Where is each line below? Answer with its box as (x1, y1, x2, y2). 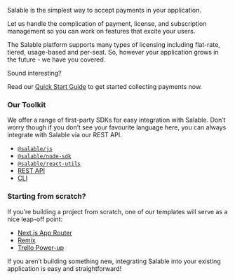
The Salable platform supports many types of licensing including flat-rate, (7, 41, 221, 48)
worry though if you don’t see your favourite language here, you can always (7, 123, 227, 132)
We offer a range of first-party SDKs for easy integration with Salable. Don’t (7, 115, 226, 125)
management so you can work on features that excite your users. (7, 27, 196, 35)
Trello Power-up (17, 243, 65, 251)
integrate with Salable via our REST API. (7, 131, 122, 139)
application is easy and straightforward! (7, 264, 122, 272)
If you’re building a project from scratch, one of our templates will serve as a (7, 207, 228, 216)
